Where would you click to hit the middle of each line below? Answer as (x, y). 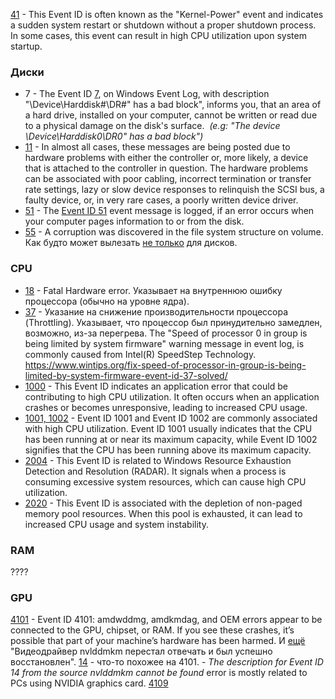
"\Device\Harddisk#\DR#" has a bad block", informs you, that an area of (173, 105)
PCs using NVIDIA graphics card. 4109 (89, 683)
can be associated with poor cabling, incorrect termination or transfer (168, 179)
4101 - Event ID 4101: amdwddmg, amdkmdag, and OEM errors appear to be (166, 620)
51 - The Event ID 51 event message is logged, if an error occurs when (169, 211)
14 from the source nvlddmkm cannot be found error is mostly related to (159, 673)
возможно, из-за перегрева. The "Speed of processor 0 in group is (166, 333)
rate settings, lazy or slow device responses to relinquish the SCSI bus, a (174, 190)
